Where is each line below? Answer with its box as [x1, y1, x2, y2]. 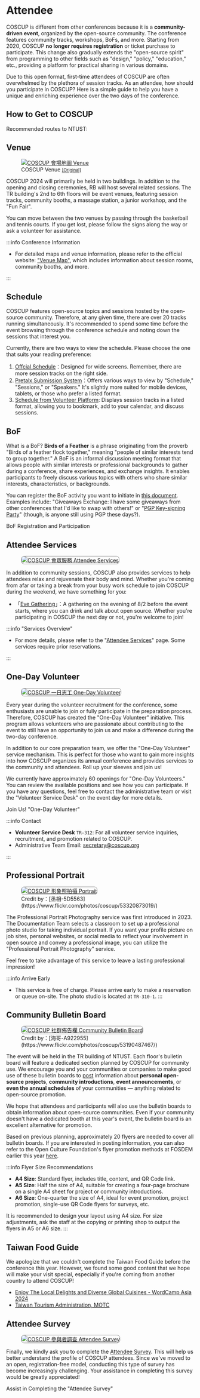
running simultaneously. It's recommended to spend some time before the [6, 320, 188, 327]
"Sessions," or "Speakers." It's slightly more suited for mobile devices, [14, 383, 188, 391]
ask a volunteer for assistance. [6, 227, 82, 234]
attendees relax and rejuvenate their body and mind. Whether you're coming [6, 576, 194, 582]
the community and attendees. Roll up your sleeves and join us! [6, 763, 162, 770]
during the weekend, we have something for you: [6, 588, 127, 595]
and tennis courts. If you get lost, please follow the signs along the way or [6, 220, 188, 228]
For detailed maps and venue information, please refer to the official [14, 250, 182, 257]
